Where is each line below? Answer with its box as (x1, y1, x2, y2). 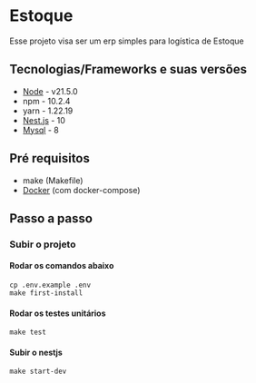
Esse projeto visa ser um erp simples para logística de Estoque (9, 35, 244, 46)
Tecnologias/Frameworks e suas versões (9, 62, 248, 77)
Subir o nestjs (9, 347, 64, 358)
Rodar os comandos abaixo (9, 260, 114, 271)
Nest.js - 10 (22, 114, 66, 125)
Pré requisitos (9, 151, 91, 166)
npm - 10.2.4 (22, 95, 71, 106)
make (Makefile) (22, 174, 84, 186)
